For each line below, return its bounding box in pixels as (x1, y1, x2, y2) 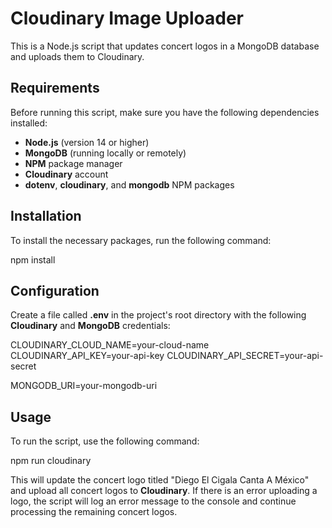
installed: (10, 117, 48, 129)
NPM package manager (24, 157, 123, 169)
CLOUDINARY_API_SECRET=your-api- (166, 350, 324, 362)
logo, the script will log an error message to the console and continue (10, 495, 297, 507)
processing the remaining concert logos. (10, 506, 178, 518)
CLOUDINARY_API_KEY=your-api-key (10, 350, 165, 362)
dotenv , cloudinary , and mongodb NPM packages (24, 178, 235, 191)
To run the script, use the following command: (10, 435, 200, 447)
